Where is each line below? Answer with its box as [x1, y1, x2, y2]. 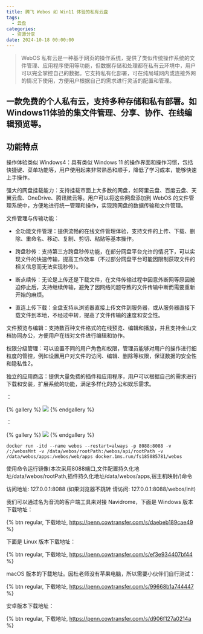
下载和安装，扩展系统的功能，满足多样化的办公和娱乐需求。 [6, 381, 155, 388]
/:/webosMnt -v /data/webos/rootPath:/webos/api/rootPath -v [6, 448, 164, 454]
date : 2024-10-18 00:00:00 [6, 37, 74, 43]
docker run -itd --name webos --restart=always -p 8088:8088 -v [6, 443, 172, 449]
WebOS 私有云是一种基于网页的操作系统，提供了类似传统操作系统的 [21, 54, 190, 61]
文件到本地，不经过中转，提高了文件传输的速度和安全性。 [20, 312, 164, 319]
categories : [6, 25, 36, 32]
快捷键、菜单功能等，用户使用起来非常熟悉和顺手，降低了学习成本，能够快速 [6, 166, 197, 174]
